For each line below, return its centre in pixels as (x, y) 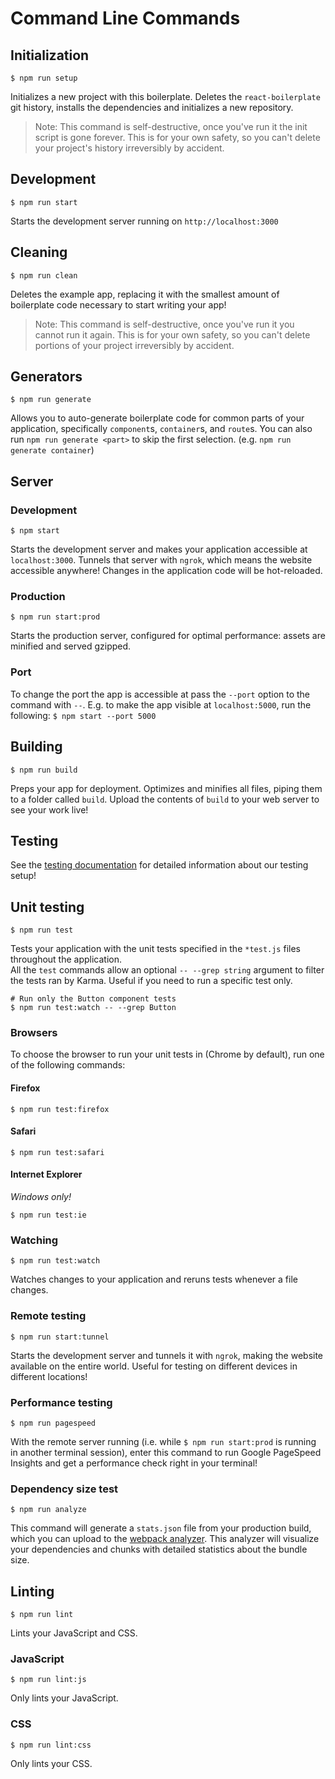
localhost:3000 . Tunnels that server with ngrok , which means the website (161, 560)
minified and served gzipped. (71, 646)
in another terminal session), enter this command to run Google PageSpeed (166, 1452)
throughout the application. (66, 959)
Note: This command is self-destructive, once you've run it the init (171, 126)
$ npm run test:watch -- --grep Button (93, 1008)
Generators (46, 377)
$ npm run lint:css (51, 1745)
